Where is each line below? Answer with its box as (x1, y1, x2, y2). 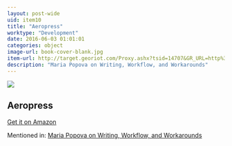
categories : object (7, 42, 64, 49)
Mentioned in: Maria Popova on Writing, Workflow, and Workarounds (7, 132, 202, 140)
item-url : (7, 55, 36, 62)
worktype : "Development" (7, 29, 79, 36)
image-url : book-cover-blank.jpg (7, 49, 104, 56)
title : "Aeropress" (7, 23, 64, 30)
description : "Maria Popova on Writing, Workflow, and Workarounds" (7, 61, 209, 68)
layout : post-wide (7, 10, 60, 17)
